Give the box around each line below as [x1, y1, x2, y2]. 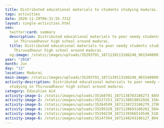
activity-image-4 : [5, 107, 42, 112]
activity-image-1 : [5, 93, 42, 98]
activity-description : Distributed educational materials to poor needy [5, 79, 156, 84]
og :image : [9, 52, 29, 57]
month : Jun [5, 61, 27, 66]
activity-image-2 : [5, 98, 42, 103]
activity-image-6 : [5, 115, 42, 121]
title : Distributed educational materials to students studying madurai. [5, 7, 159, 12]
